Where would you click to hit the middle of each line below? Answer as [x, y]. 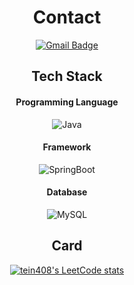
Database [67, 192]
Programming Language [67, 102]
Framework [67, 147]
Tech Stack [67, 76]
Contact [67, 17]
